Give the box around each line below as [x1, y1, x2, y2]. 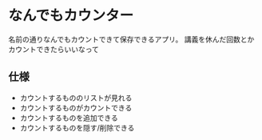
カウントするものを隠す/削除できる [19, 122, 135, 132]
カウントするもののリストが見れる [19, 93, 133, 102]
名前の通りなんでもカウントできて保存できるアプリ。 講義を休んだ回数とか [8, 34, 255, 44]
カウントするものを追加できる [19, 113, 118, 122]
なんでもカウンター [8, 6, 134, 25]
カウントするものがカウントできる [19, 102, 133, 112]
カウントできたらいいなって [8, 44, 100, 54]
